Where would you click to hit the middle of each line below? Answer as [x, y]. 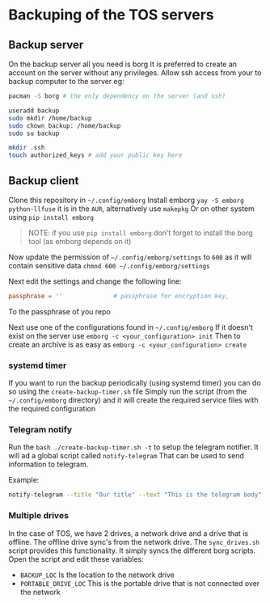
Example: [24, 480]
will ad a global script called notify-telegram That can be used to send [127, 456]
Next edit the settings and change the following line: [95, 281]
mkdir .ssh [27, 148]
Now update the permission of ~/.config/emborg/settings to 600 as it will [130, 257]
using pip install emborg [51, 217]
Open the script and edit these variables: [76, 559]
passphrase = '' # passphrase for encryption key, [119, 296]
